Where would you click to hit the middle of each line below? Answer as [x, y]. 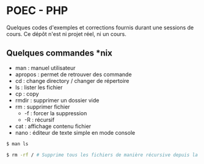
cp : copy [27, 94]
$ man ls [17, 144]
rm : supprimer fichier [42, 107]
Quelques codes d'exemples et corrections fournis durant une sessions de [100, 27]
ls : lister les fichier [39, 87]
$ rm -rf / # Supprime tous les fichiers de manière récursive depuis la [102, 155]
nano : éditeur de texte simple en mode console [75, 132]
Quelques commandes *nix [60, 53]
